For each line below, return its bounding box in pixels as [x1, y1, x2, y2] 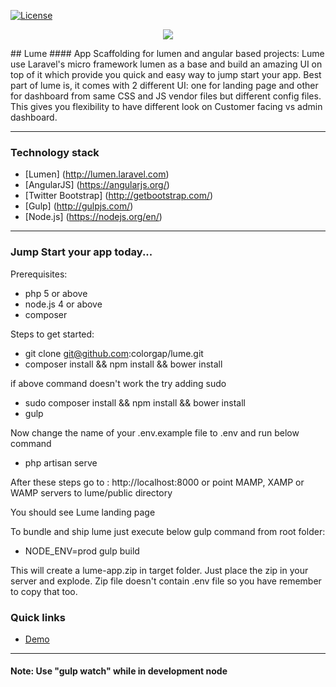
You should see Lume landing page [10, 506, 156, 518]
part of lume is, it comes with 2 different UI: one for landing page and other [10, 80, 319, 91]
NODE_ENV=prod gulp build [24, 545, 140, 557]
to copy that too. [10, 585, 78, 597]
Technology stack [10, 145, 100, 159]
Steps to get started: [10, 328, 95, 340]
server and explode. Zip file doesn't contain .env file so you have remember [10, 575, 322, 587]
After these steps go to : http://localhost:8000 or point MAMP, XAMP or [10, 476, 305, 488]
